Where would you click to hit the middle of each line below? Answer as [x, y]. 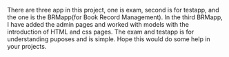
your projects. [27, 46]
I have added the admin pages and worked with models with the [98, 24]
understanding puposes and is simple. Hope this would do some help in [109, 39]
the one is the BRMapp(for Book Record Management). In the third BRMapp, [115, 17]
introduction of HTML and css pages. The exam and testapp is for [101, 32]
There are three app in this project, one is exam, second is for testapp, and [113, 10]
